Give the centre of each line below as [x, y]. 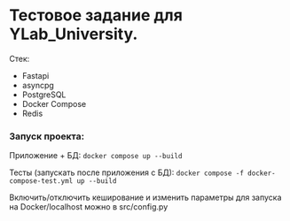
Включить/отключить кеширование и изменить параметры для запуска [145, 198]
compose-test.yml [41, 181]
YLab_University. [74, 34]
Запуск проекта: [47, 136]
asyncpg [38, 85]
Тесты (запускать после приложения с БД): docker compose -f [126, 172]
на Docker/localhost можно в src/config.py [89, 207]
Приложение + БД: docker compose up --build [96, 156]
